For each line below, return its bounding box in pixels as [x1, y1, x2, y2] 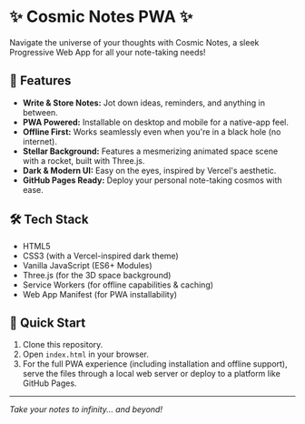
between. [22, 106, 59, 117]
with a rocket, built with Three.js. [22, 155, 145, 166]
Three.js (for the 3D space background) [22, 269, 172, 280]
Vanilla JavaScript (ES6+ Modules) [22, 259, 152, 270]
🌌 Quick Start [9, 315, 86, 330]
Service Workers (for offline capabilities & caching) [22, 279, 214, 290]
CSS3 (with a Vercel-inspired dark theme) [22, 250, 179, 261]
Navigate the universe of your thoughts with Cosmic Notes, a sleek [9, 36, 260, 47]
